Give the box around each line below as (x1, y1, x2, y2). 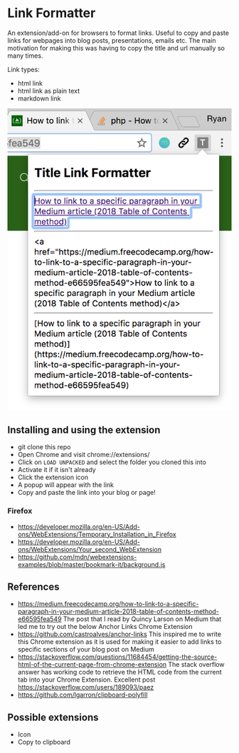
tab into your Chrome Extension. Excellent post (17, 675, 156, 684)
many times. (7, 51, 43, 60)
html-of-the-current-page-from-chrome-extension (17, 660, 167, 669)
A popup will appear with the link (17, 481, 114, 489)
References (7, 581, 60, 593)
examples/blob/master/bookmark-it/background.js (17, 560, 166, 568)
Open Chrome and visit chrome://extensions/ (17, 451, 150, 459)
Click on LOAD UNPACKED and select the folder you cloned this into (17, 458, 206, 466)
